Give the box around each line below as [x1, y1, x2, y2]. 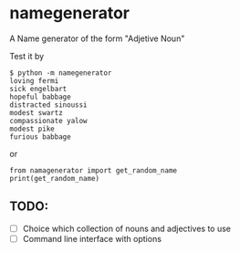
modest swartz [9, 108, 64, 117]
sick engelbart [9, 84, 68, 93]
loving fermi [9, 76, 59, 85]
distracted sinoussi [9, 100, 89, 110]
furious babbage [9, 132, 71, 142]
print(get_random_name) [9, 174, 100, 183]
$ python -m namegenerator [9, 68, 112, 78]
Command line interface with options [22, 233, 162, 244]
